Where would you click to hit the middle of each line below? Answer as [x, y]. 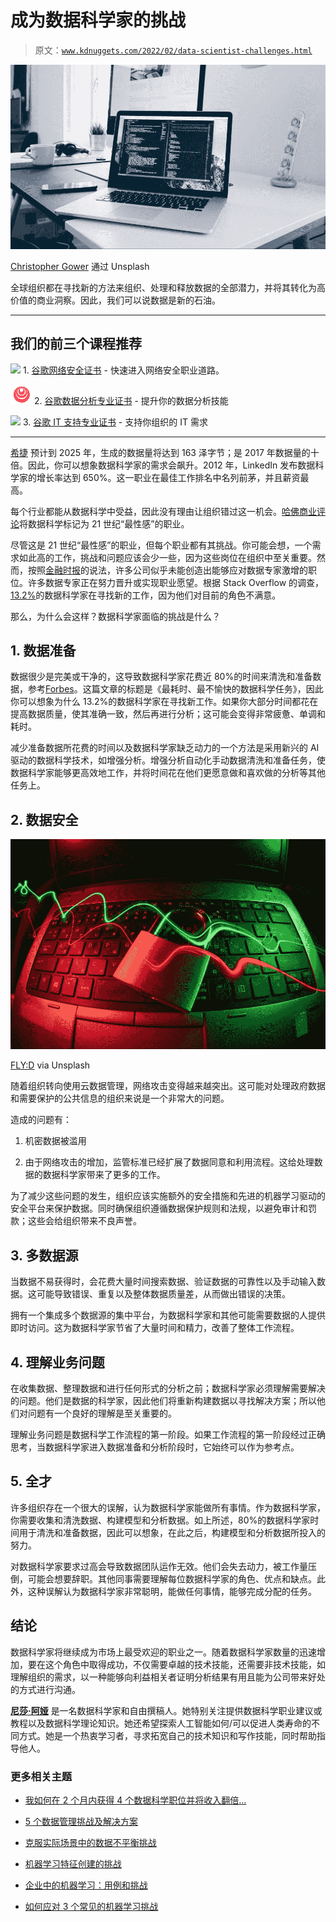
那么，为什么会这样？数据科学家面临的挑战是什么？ [115, 616]
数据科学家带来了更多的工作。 [104, 1175]
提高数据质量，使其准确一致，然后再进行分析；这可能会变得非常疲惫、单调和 [168, 714]
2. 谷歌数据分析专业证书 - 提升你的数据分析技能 [131, 400]
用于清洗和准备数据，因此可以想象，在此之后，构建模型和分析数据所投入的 [172, 1532]
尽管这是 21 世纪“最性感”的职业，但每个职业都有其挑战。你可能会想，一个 [161, 545]
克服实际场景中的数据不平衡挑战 [90, 1842]
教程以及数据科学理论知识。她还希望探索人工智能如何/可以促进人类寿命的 [161, 1723]
